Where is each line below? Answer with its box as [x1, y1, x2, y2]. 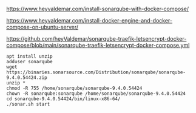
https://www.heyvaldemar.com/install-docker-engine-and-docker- [6, 17, 173, 24]
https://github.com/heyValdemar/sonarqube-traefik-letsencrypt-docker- [6, 35, 187, 42]
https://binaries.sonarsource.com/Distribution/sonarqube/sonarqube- [6, 69, 186, 75]
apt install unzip [6, 53, 53, 60]
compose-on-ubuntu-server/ [6, 24, 79, 30]
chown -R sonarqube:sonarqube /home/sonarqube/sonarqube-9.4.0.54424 [6, 91, 186, 97]
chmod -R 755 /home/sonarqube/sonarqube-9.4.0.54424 [6, 85, 143, 91]
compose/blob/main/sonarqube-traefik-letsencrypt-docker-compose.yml [6, 42, 190, 49]
